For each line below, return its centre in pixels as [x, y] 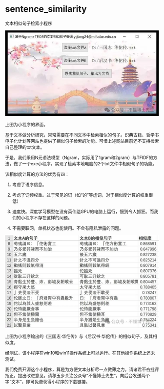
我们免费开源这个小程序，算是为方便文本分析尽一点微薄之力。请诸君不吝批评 [82, 369]
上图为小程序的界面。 [26, 124]
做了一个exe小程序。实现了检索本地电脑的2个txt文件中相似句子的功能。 [85, 163]
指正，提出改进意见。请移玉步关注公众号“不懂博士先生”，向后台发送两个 [78, 375]
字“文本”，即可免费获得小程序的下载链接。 [48, 382]
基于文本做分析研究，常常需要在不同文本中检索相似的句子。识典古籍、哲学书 [82, 135]
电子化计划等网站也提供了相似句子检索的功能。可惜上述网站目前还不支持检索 [82, 141]
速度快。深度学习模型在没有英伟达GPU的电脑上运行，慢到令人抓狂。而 [83, 211]
